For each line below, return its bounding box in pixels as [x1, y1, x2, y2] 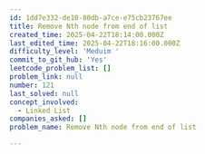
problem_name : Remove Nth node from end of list [9, 123, 197, 132]
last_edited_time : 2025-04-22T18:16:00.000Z [9, 38, 181, 48]
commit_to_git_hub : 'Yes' [9, 55, 107, 64]
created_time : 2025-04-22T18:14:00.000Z [9, 30, 165, 39]
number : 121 [9, 81, 54, 90]
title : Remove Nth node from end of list [9, 22, 169, 31]
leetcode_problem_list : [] [9, 64, 112, 73]
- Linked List [17, 106, 71, 115]
